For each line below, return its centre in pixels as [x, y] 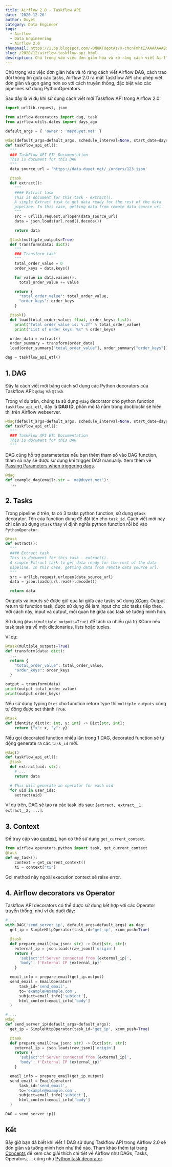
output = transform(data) [33, 684]
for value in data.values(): [46, 277]
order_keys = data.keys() [42, 268]
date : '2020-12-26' [26, 15]
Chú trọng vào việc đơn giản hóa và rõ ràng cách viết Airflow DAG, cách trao [86, 72]
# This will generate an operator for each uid [62, 785]
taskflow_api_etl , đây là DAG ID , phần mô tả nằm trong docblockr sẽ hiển [83, 406]
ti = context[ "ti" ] [35, 867]
